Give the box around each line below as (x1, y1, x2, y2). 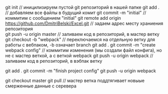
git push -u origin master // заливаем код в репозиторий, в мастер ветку (5, 31, 160, 37)
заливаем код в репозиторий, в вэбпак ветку (5, 58, 103, 64)
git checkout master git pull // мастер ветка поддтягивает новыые (5, 78, 145, 83)
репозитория (5, 26, 33, 32)
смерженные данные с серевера (5, 83, 77, 89)
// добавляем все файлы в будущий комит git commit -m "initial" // (5, 10, 147, 16)
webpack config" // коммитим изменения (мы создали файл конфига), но (5, 48, 162, 53)
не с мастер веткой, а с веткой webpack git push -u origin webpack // (5, 53, 153, 59)
